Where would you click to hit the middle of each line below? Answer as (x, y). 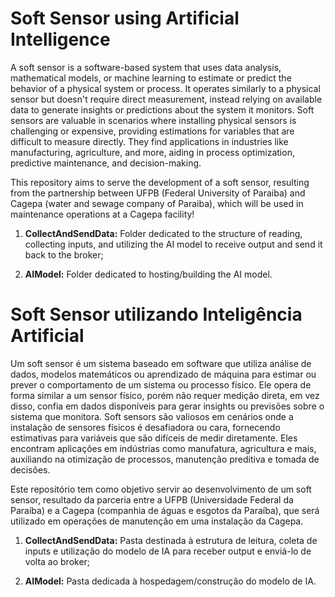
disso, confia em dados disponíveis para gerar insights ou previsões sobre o (167, 406)
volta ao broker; (57, 561)
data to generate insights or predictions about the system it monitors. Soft (162, 109)
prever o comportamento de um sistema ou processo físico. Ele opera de (161, 384)
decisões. (30, 469)
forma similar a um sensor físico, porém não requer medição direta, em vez (165, 395)
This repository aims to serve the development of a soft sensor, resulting (160, 182)
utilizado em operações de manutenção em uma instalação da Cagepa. (157, 521)
